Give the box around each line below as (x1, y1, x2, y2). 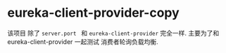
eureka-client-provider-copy (7, 5, 180, 21)
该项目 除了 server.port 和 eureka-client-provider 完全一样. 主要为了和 (7, 29, 220, 37)
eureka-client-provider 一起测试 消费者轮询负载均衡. (7, 37, 158, 46)
